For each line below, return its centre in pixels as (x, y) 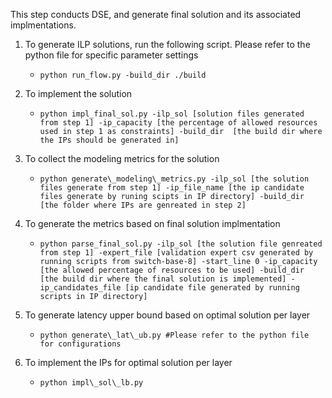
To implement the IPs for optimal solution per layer (128, 362)
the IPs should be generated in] (109, 140)
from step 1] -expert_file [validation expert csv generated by (176, 253)
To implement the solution (78, 93)
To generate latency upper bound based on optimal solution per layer (167, 315)
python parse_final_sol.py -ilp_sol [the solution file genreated (181, 244)
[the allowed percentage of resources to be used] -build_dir (172, 270)
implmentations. (43, 25)
